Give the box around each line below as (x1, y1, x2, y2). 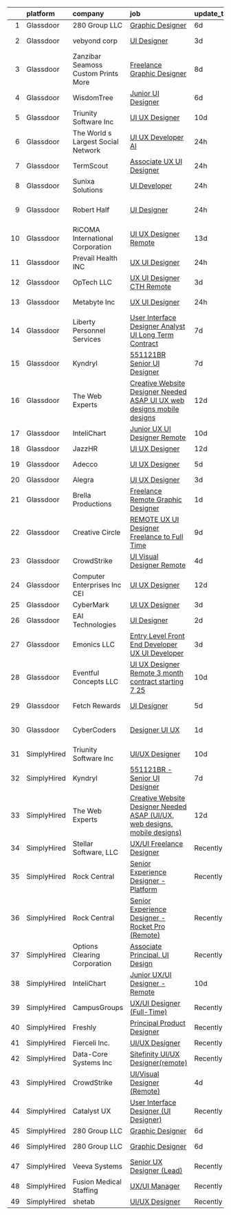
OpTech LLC (72, 277, 112, 287)
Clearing (72, 950, 100, 960)
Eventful (72, 669, 100, 678)
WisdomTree (72, 93, 113, 102)
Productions (72, 500, 112, 508)
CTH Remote (129, 282, 172, 291)
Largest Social (72, 137, 119, 146)
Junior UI (129, 89, 159, 98)
